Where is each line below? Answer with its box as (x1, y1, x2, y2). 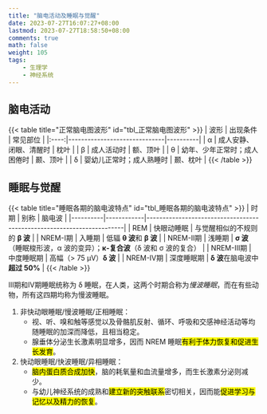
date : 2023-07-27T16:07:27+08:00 (8, 19, 120, 27)
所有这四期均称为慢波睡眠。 (22, 290, 113, 300)
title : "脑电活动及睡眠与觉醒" (8, 11, 100, 20)
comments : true (8, 34, 59, 42)
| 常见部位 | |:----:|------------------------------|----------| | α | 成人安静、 (8, 135, 253, 144)
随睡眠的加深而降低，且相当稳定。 (31, 327, 144, 337)
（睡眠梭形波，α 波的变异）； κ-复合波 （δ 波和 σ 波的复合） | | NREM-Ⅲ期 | (8, 243, 252, 253)
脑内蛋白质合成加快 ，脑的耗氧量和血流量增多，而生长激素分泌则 (31, 367, 241, 377)
